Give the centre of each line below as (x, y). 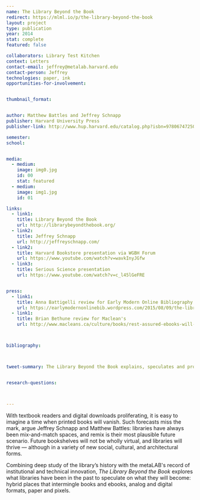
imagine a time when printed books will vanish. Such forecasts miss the (94, 422)
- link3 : (22, 264)
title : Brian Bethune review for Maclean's (72, 319)
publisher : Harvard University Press (53, 121)
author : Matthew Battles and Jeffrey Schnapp (63, 116)
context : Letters (28, 61)
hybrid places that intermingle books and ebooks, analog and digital (89, 484)
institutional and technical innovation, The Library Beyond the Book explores (100, 471)
